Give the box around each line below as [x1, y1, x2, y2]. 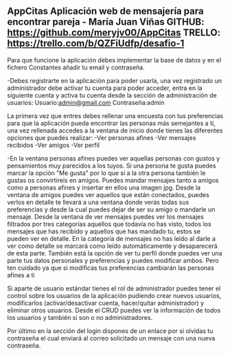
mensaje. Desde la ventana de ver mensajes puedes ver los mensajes [7, 212, 205, 220]
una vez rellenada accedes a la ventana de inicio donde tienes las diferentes [7, 126, 223, 135]
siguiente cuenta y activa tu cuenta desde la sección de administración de [7, 91, 218, 99]
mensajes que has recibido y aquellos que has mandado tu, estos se [7, 227, 201, 236]
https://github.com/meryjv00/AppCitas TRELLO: [7, 27, 221, 38]
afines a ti [7, 271, 35, 279]
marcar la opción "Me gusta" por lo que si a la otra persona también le [7, 168, 206, 177]
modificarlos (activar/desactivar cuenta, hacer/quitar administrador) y [7, 299, 205, 307]
